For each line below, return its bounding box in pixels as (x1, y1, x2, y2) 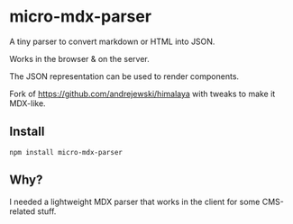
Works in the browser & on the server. (9, 53, 151, 64)
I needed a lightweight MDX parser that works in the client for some (9, 196, 261, 207)
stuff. (37, 205, 57, 217)
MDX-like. (9, 97, 47, 109)
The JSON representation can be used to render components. (9, 70, 240, 82)
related (9, 205, 36, 217)
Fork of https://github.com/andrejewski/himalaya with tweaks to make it (9, 88, 276, 99)
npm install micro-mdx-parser (9, 148, 124, 157)
